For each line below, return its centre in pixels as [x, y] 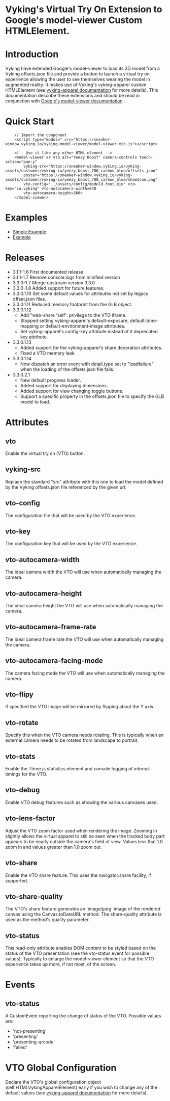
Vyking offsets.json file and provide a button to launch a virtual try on [77, 74]
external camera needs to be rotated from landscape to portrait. [72, 740]
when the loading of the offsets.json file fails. [67, 369]
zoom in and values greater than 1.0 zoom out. [54, 847]
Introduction [32, 54]
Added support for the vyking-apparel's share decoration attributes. [91, 347]
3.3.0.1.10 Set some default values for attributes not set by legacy [80, 293]
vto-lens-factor [30, 818]
